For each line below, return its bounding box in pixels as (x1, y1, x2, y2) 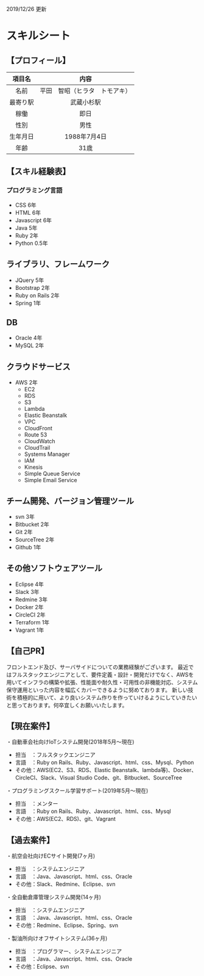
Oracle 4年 (15, 334, 43, 342)
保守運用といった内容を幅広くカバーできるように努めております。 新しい (6, 686, 188, 693)
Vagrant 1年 (15, 626, 44, 634)
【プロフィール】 (6, 55, 71, 65)
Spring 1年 (15, 299, 41, 306)
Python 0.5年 (15, 239, 48, 247)
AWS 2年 (15, 379, 38, 386)
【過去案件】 (6, 835, 55, 845)
